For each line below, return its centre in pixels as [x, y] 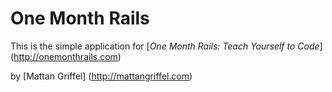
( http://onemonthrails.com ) [66, 56]
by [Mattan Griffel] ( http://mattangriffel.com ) [101, 76]
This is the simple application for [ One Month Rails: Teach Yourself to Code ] [166, 46]
